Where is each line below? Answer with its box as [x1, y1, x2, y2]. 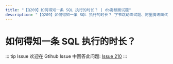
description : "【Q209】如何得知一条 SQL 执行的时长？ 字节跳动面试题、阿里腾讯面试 [5, 12, 168, 17]
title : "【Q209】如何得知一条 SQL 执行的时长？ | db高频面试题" [5, 7, 131, 13]
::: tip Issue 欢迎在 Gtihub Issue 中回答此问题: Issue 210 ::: [5, 53, 127, 59]
